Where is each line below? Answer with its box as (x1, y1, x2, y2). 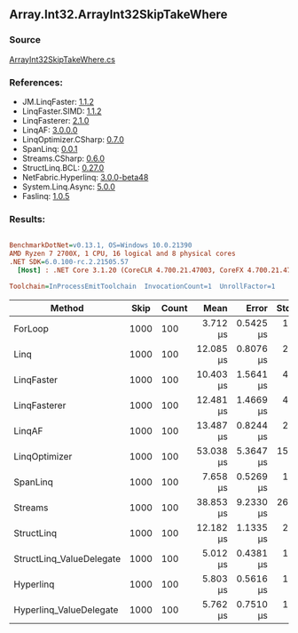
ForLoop (13, 322, 49, 334)
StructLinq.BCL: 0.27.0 (21, 162, 105, 172)
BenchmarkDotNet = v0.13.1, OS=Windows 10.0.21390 (9, 241, 192, 250)
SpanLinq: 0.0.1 (21, 143, 78, 154)
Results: (9, 212, 46, 225)
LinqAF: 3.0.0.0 (21, 124, 78, 135)
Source (9, 34, 42, 46)
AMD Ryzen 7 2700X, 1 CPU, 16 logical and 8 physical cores (9, 249, 237, 259)
